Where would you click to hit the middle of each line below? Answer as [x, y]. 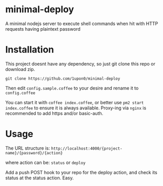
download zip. [20, 69]
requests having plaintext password [43, 29]
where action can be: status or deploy [45, 162]
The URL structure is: [28, 148]
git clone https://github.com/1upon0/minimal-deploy [63, 78]
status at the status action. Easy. [39, 178]
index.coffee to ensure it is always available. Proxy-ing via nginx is [76, 108]
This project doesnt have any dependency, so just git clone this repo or [80, 64]
